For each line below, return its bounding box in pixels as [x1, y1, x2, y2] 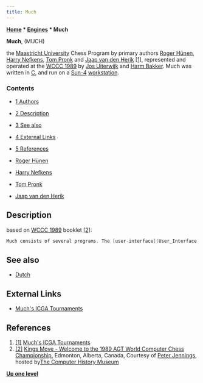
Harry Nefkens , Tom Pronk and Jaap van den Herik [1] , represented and [6, 55, 187, 63]
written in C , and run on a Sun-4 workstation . [6, 68, 120, 76]
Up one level [6, 370, 38, 378]
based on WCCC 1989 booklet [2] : [6, 226, 92, 234]
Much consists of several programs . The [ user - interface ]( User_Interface [6, 238, 198, 244]
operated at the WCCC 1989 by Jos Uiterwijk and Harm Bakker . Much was [6, 62, 192, 70]
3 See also [15, 121, 42, 129]
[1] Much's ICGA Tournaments [15, 339, 91, 346]
